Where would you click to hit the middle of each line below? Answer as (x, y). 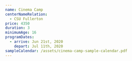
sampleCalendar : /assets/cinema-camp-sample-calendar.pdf (66, 51)
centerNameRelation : (27, 14)
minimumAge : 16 (21, 32)
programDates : (20, 37)
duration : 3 (17, 28)
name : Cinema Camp (24, 10)
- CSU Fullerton (26, 19)
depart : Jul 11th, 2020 (39, 46)
